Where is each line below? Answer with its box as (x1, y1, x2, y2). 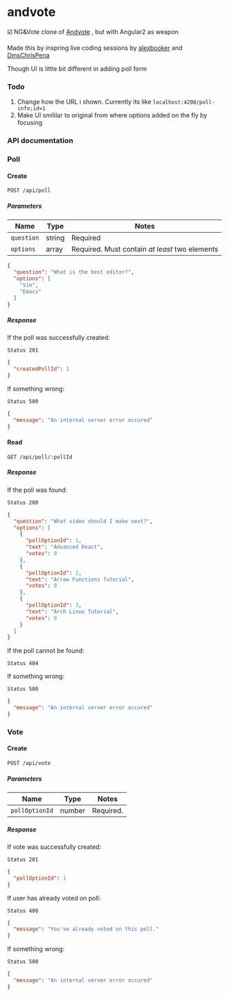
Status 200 (7, 499, 39, 506)
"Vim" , (19, 281, 39, 288)
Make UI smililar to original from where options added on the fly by (17, 111, 208, 120)
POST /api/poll (7, 187, 51, 195)
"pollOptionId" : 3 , (25, 602, 82, 609)
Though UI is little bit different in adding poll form (7, 64, 147, 73)
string (46, 233, 65, 243)
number (59, 805, 86, 815)
